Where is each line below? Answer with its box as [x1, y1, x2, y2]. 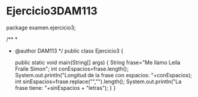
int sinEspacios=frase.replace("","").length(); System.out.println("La [14, 78, 182, 85]
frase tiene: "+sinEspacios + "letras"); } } [14, 84, 116, 91]
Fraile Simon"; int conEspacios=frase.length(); [14, 65, 129, 72]
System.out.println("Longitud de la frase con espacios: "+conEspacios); [14, 71, 193, 78]
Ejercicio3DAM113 [6, 4, 98, 18]
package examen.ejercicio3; [6, 24, 76, 31]
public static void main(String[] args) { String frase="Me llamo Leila [14, 59, 181, 66]
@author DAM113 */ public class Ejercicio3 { [14, 47, 124, 54]
